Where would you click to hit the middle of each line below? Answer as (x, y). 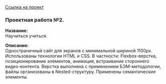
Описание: (17, 45)
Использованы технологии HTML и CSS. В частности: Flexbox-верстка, (81, 56)
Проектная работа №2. (35, 20)
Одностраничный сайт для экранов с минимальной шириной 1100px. (79, 51)
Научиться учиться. (26, 36)
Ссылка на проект (24, 7)
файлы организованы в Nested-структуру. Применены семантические (81, 72)
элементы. (17, 77)
